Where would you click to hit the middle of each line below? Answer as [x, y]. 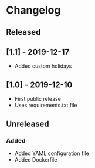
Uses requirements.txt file [46, 105]
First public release [38, 99]
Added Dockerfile [36, 159]
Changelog [33, 10]
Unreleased [28, 123]
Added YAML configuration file [52, 153]
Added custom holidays [43, 66]
